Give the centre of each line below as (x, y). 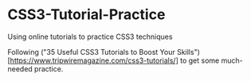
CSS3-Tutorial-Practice (86, 15)
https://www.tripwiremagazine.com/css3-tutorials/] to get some (115, 60)
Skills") (189, 52)
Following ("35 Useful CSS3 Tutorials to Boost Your (92, 52)
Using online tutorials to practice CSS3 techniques (90, 37)
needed (20, 68)
